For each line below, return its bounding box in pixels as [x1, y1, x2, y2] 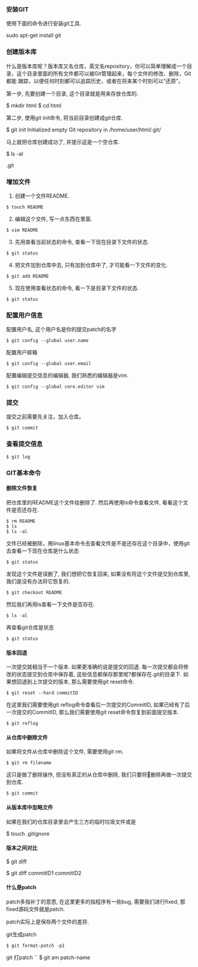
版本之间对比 [6, 844, 37, 852]
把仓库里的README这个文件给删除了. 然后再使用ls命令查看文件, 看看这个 [6, 498, 183, 506]
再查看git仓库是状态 [6, 623, 55, 631]
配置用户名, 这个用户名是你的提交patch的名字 [6, 326, 117, 333]
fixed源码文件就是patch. [6, 905, 65, 912]
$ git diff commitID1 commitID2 [6, 869, 82, 877]
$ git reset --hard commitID [6, 690, 78, 696]
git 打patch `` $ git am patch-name [6, 953, 91, 961]
